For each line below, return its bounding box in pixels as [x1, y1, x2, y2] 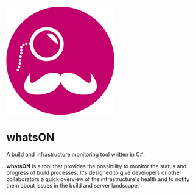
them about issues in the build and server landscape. [6, 182, 139, 189]
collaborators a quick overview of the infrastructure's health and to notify [6, 175, 190, 183]
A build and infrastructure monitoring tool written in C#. [6, 151, 145, 158]
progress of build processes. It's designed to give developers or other [6, 169, 181, 176]
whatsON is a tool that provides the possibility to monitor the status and [6, 162, 187, 169]
